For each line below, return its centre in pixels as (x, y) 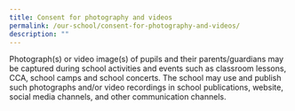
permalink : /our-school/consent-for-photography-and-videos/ (125, 26)
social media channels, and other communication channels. (118, 97)
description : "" (39, 34)
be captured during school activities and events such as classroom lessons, (148, 68)
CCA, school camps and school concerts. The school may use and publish (145, 78)
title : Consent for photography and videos (91, 17)
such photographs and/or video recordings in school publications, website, (147, 87)
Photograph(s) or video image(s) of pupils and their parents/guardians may (147, 59)
